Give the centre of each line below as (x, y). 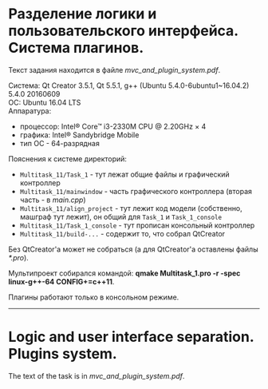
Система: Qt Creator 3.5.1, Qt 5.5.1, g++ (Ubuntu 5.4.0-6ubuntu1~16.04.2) (129, 85)
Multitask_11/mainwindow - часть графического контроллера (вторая (136, 191)
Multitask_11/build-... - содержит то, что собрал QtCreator (122, 233)
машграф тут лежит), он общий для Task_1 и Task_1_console (120, 216)
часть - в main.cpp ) (53, 200)
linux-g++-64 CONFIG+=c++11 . (61, 281)
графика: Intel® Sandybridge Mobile (79, 135)
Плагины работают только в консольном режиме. (94, 297)
